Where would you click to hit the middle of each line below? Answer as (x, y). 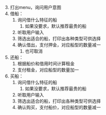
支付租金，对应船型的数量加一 (48, 70)
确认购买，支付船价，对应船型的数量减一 (59, 107)
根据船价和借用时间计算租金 (46, 63)
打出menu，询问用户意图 (35, 7)
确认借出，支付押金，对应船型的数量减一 (59, 45)
